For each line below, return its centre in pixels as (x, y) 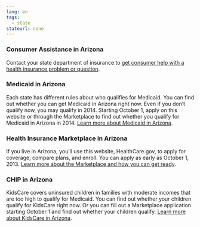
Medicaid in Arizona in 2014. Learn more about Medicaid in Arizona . (90, 123)
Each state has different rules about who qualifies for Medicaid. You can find (100, 97)
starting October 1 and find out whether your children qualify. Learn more (96, 212)
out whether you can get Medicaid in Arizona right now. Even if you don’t (96, 104)
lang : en (17, 12)
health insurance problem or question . (53, 69)
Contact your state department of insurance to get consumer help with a (95, 62)
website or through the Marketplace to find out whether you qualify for (93, 116)
